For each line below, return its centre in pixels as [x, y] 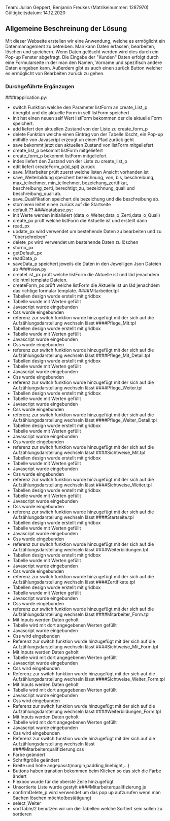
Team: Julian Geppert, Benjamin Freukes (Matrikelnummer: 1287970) [77, 7]
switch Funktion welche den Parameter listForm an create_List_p [80, 107]
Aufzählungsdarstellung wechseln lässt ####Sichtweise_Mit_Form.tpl [85, 647]
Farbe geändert [29, 755]
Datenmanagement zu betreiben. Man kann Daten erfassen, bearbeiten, [80, 46]
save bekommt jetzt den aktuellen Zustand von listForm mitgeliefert [83, 145]
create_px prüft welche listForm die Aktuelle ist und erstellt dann [80, 221]
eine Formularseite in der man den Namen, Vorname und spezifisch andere [84, 62]
